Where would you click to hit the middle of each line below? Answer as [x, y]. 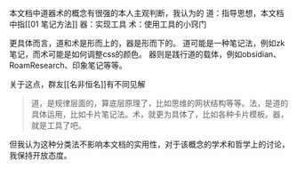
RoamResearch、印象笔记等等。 [68, 65]
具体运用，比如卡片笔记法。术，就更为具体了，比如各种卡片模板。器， [160, 114]
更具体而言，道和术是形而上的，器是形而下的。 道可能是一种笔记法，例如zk [147, 43]
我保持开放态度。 [40, 155]
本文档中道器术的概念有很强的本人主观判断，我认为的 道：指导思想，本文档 [147, 13]
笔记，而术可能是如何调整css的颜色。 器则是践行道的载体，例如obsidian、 [145, 54]
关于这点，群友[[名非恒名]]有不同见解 [77, 84]
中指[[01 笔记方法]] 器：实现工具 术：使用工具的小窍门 [108, 24]
